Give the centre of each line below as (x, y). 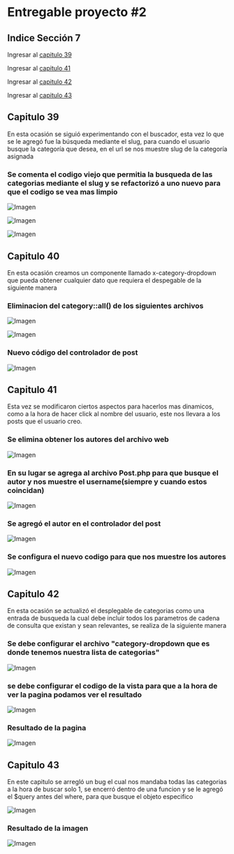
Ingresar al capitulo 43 (39, 95)
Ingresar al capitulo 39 (39, 54)
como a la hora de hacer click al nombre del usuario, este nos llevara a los (114, 414)
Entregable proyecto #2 (77, 12)
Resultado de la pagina (47, 728)
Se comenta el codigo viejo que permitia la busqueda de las (110, 174)
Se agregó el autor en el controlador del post (84, 523)
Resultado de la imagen (48, 828)
